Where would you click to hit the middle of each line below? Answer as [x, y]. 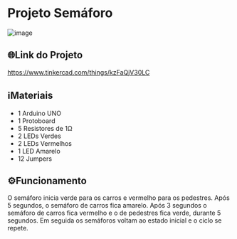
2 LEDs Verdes [39, 136]
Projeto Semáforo [60, 13]
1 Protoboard [36, 121]
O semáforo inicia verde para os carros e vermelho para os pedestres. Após [118, 198]
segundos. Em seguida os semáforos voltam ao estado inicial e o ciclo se [115, 221]
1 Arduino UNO [39, 113]
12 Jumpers [35, 159]
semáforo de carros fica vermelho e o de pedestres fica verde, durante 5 [114, 213]
